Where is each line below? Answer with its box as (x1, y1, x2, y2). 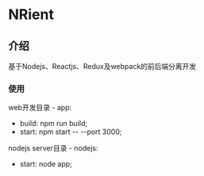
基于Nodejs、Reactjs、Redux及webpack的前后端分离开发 (8, 62, 197, 71)
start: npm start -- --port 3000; (19, 127, 122, 136)
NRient (8, 6, 54, 24)
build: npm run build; (19, 119, 88, 128)
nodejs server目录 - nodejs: (8, 143, 98, 153)
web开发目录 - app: (8, 103, 72, 113)
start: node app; (19, 159, 73, 169)
